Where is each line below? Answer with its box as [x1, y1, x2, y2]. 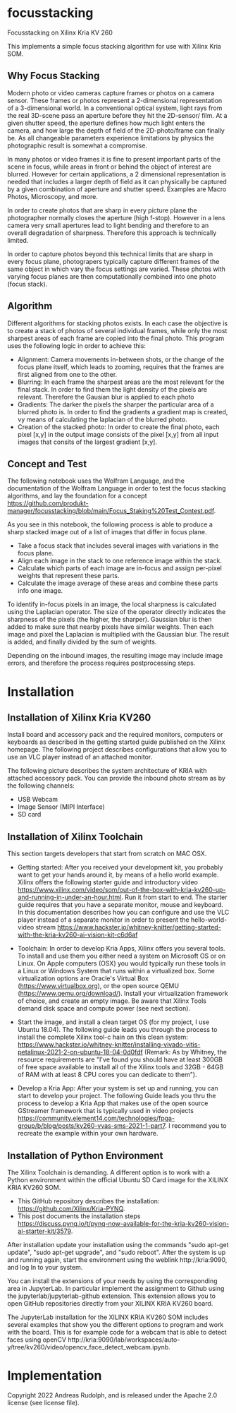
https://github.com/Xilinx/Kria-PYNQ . [17, 1205, 125, 1213]
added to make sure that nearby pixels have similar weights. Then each [7, 623, 214, 631]
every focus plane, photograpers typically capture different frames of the [7, 257, 220, 265]
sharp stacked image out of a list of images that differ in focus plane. [7, 528, 207, 536]
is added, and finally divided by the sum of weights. [7, 637, 157, 647]
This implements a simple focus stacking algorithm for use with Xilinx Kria [7, 42, 222, 50]
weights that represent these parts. [17, 572, 120, 580]
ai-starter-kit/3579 [17, 1227, 72, 1235]
